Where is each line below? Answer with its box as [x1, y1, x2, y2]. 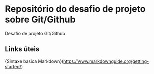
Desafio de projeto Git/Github [5, 30, 66, 36]
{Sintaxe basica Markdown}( [5, 58, 64, 64]
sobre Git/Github [5, 14, 76, 25]
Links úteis [5, 45, 40, 53]
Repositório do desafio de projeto [5, 3, 146, 15]
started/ [5, 63, 21, 69]
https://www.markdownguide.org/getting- [63, 58, 149, 64]
